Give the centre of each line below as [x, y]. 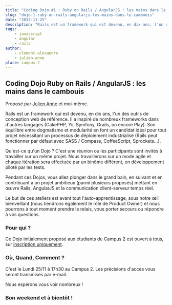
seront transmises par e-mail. [36, 274]
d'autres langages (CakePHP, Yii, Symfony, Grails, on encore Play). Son [80, 125]
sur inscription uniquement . [34, 244]
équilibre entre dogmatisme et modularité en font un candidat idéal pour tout [86, 130]
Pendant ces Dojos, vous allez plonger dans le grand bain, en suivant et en [84, 177]
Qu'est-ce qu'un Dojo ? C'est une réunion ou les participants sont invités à [84, 151]
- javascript [28, 34]
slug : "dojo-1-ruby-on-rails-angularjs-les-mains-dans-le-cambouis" [80, 15]
